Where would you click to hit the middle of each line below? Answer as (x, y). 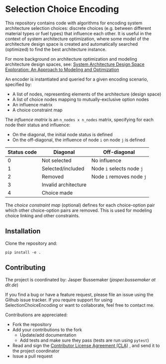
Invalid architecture (64, 184)
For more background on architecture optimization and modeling (71, 59)
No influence (106, 160)
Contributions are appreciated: (37, 315)
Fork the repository (32, 324)
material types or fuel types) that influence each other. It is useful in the (78, 33)
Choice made (57, 192)
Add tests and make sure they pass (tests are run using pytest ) (84, 340)
